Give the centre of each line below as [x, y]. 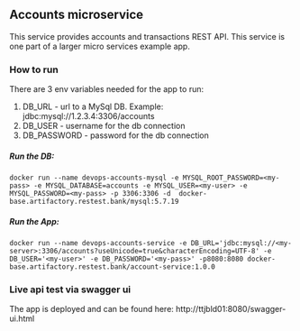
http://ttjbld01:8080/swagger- [231, 309]
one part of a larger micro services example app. [100, 46]
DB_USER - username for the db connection [104, 126]
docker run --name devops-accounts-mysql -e [94, 178]
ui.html [22, 318]
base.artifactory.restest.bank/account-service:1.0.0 [113, 267]
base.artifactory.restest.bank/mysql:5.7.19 [94, 202]
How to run [34, 69]
